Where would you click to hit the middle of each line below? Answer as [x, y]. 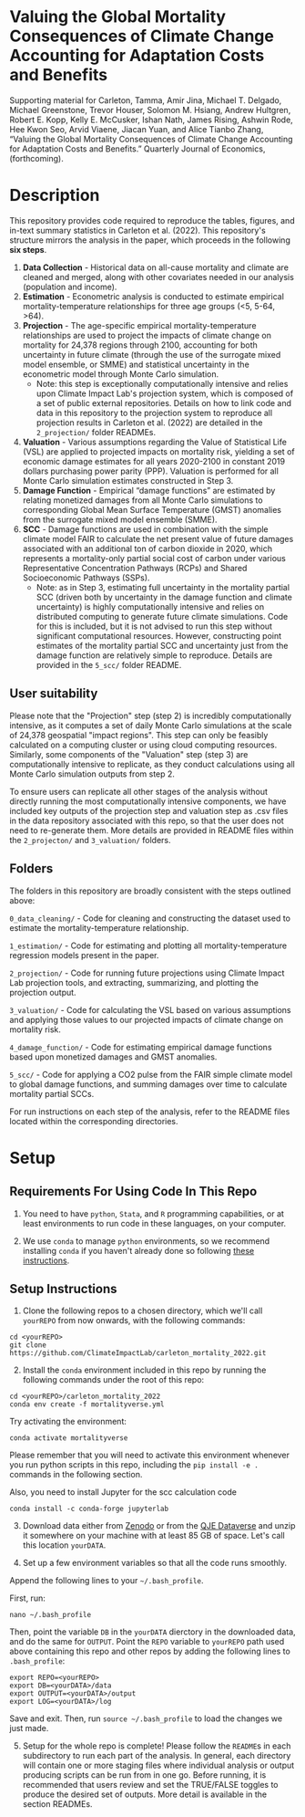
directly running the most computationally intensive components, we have [148, 801]
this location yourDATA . [64, 1545]
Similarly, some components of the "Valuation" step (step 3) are [129, 754]
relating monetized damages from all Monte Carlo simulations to [142, 500]
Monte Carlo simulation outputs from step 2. [92, 774]
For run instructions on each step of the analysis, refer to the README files [150, 1112]
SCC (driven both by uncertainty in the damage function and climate [164, 597]
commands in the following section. [76, 1475]
